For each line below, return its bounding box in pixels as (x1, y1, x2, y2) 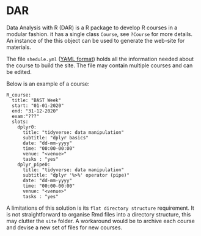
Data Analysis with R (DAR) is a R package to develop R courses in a (6, 24, 178, 31)
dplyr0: (17, 124, 37, 130)
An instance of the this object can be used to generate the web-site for (6, 37, 185, 44)
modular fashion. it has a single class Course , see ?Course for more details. (6, 30, 193, 37)
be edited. (6, 68, 32, 75)
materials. (6, 43, 32, 51)
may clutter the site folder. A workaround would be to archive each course (6, 217, 196, 224)
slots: (12, 119, 29, 125)
